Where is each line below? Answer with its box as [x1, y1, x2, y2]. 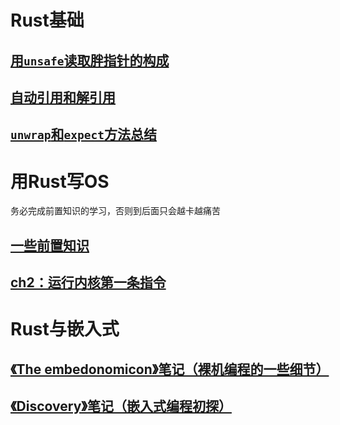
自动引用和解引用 [10, 89, 116, 106]
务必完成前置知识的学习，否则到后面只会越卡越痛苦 [10, 205, 221, 217]
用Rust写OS [10, 170, 110, 193]
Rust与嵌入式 [10, 318, 120, 341]
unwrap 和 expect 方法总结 [10, 126, 157, 143]
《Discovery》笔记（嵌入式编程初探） [10, 398, 232, 415]
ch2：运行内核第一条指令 [10, 274, 167, 291]
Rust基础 [10, 9, 85, 32]
